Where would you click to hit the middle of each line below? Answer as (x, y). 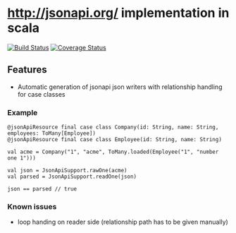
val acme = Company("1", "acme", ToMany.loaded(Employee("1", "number (113, 152)
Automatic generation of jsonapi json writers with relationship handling (120, 87)
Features (27, 70)
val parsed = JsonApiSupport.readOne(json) (72, 177)
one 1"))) (22, 158)
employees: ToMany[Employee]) (52, 133)
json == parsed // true (42, 189)
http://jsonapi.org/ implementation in (118, 13)
